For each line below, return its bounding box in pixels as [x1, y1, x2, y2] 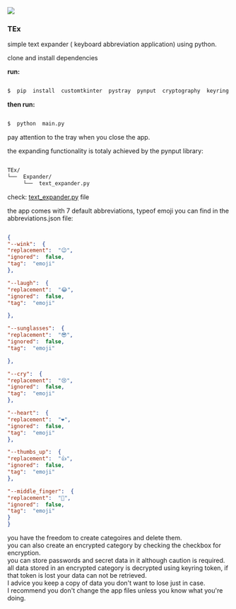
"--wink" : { [7, 240, 46, 247]
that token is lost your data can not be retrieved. [7, 571, 147, 580]
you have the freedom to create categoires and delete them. [7, 534, 182, 542]
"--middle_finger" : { [7, 488, 74, 495]
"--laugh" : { [7, 279, 49, 286]
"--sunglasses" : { [7, 325, 65, 333]
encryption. [7, 549, 41, 557]
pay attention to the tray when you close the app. [7, 133, 151, 142]
